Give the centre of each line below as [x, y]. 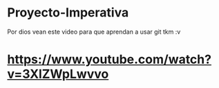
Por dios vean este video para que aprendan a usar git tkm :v [94, 32]
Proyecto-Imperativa [68, 13]
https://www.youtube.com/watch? [109, 59]
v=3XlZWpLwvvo [58, 74]
